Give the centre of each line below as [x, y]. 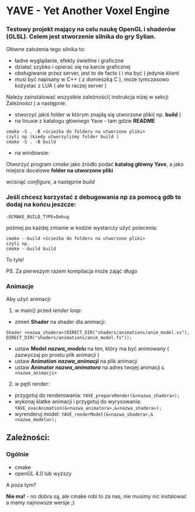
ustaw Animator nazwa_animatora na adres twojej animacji [87, 367]
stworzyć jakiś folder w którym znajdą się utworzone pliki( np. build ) [98, 115]
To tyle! [15, 259]
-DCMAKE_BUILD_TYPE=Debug [37, 217]
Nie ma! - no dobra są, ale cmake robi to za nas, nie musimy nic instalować [97, 496]
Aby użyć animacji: [29, 299]
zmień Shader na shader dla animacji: [60, 322]
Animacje [20, 286]
